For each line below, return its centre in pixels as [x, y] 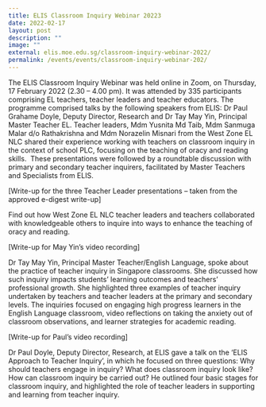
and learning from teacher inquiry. [64, 394]
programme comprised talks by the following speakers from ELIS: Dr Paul [128, 107]
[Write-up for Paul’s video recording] [68, 337]
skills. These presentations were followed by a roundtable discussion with [130, 158]
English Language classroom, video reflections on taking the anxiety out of [131, 313]
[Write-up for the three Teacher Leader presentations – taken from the [123, 191]
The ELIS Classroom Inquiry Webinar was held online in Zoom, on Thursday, [132, 82]
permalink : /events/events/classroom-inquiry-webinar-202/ [108, 60]
